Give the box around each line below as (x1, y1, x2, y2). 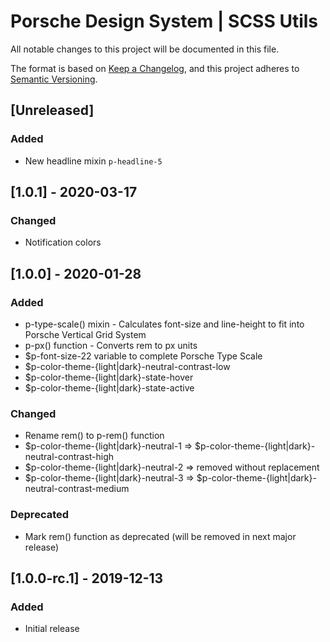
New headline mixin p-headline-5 (24, 155, 163, 167)
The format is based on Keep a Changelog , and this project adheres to (10, 62, 300, 74)
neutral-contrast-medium (24, 483, 130, 495)
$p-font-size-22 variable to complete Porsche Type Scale (24, 350, 263, 362)
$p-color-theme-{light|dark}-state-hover (24, 371, 194, 383)
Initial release (24, 623, 80, 635)
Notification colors (24, 236, 102, 249)
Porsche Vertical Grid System (24, 329, 147, 340)
